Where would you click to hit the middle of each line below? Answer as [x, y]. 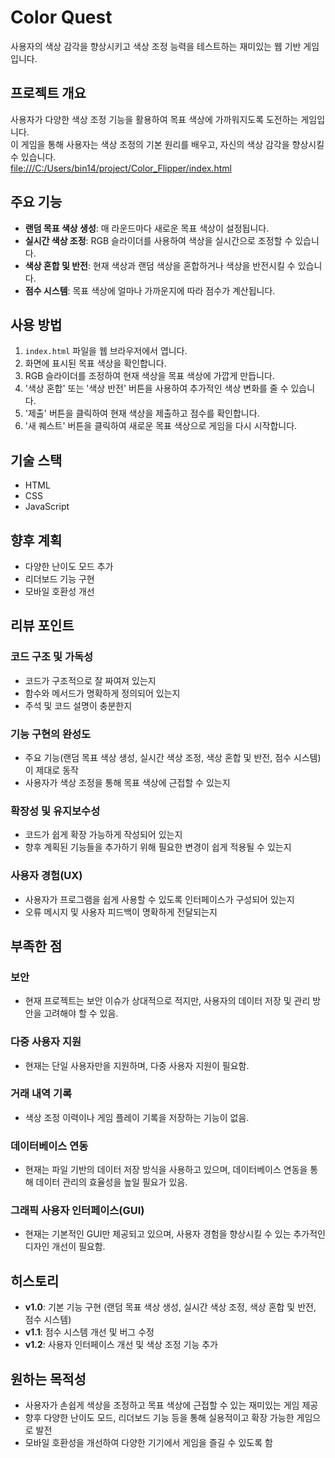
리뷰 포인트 [42, 626]
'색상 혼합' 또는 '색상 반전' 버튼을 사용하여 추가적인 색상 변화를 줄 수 [156, 388]
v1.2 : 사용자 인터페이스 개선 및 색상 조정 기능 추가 [121, 1345]
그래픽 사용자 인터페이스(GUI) [77, 1211]
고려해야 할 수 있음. [81, 1013]
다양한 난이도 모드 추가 [69, 566]
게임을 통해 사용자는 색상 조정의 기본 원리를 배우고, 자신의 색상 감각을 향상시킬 [172, 144]
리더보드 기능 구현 [59, 579]
